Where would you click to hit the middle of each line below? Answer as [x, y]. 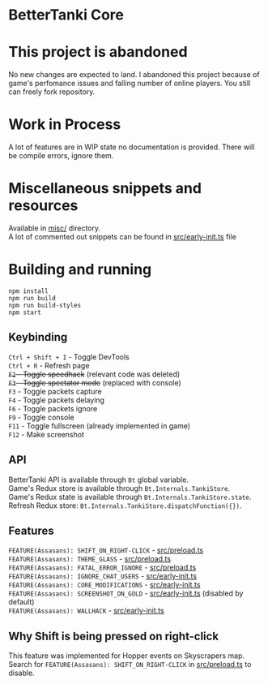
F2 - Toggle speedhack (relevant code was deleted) [94, 374]
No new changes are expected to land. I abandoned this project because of [134, 75]
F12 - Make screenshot [47, 434]
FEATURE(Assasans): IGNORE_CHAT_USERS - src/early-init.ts [102, 576]
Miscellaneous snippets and [105, 189]
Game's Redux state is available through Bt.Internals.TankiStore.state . [130, 497]
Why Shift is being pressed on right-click [114, 636]
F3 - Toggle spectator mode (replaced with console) [95, 382]
